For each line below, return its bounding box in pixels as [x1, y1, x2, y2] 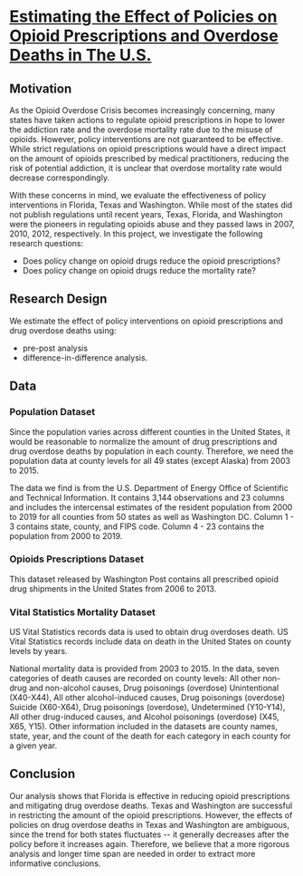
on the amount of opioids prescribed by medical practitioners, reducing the [9, 153, 289, 164]
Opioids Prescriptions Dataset [9, 553, 145, 565]
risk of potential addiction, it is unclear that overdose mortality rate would [9, 163, 282, 173]
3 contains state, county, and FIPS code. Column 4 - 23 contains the [9, 521, 265, 532]
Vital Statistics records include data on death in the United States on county [9, 636, 292, 647]
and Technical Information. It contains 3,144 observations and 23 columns [9, 492, 285, 503]
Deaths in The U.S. [9, 45, 152, 65]
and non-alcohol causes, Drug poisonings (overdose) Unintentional [28, 682, 279, 694]
